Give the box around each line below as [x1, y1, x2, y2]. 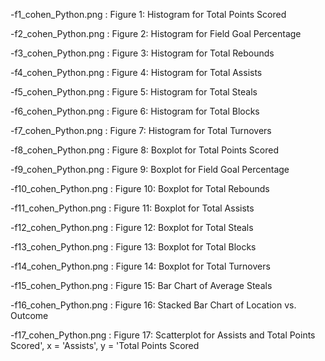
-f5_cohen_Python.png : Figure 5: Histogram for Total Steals [10, 86, 258, 98]
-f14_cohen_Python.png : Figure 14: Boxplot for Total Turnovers [10, 260, 271, 272]
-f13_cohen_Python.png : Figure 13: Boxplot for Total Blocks [10, 241, 257, 253]
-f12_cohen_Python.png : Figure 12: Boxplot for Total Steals [10, 222, 254, 233]
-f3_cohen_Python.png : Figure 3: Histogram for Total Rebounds [10, 47, 275, 59]
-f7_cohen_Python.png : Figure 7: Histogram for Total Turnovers [10, 125, 272, 136]
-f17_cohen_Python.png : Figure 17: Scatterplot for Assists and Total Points [10, 329, 316, 341]
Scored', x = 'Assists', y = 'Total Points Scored [10, 340, 200, 351]
